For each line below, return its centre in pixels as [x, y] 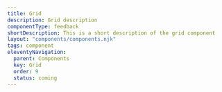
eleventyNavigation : [37, 53]
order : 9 [26, 71]
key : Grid [27, 65]
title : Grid [24, 13]
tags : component [31, 46]
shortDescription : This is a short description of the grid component [111, 33]
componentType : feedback [43, 26]
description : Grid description [52, 20]
